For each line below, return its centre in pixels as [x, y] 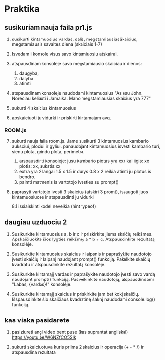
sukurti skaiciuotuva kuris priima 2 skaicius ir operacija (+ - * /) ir [78, 347]
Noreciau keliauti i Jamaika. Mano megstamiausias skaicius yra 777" [81, 98]
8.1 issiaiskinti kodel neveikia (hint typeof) [54, 206]
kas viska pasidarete [37, 320]
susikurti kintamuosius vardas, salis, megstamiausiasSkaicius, [75, 39]
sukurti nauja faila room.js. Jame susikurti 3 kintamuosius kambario [80, 141]
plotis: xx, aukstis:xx [40, 166]
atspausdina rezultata [34, 352]
